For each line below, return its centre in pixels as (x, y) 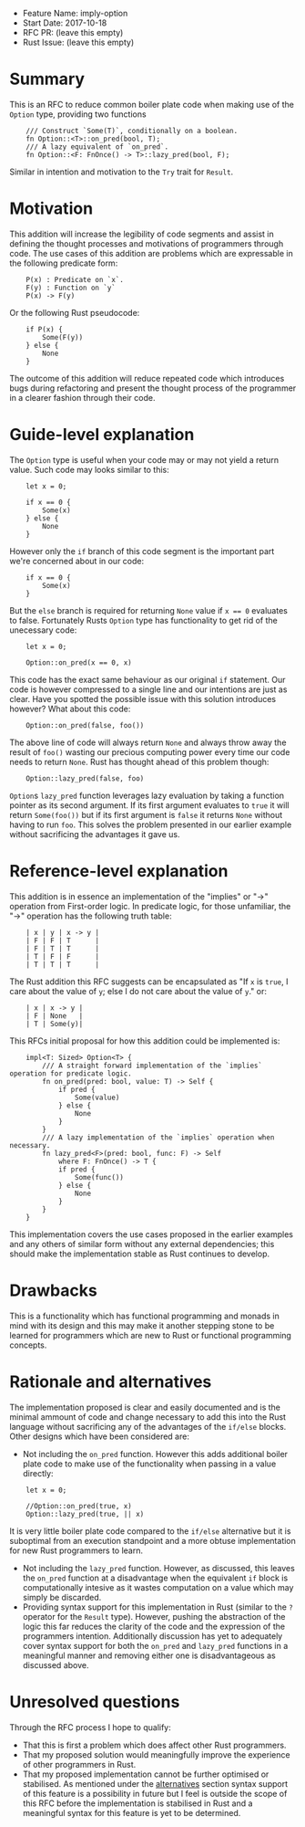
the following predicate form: (64, 263)
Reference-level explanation (119, 871)
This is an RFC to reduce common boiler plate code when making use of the (152, 104)
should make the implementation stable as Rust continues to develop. (140, 1254)
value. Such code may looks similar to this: (90, 469)
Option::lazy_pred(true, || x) (85, 1514)
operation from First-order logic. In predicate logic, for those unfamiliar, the (150, 906)
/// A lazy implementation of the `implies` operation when (158, 1137)
